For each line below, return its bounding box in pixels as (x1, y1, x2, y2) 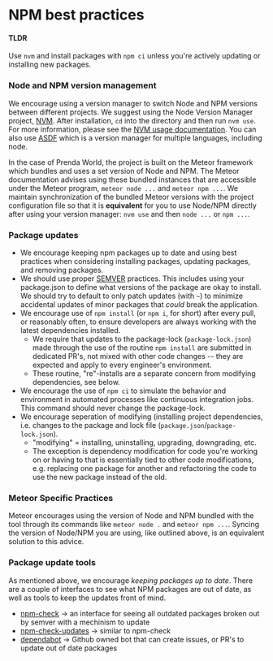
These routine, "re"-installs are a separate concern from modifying (32, 368, 256, 378)
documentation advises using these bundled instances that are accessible (8, 175, 257, 184)
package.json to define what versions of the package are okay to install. (19, 282, 262, 292)
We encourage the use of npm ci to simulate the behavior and (19, 386, 227, 395)
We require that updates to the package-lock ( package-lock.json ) (32, 334, 252, 343)
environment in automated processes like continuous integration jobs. (19, 394, 254, 404)
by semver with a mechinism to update (19, 617, 150, 627)
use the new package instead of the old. (32, 472, 167, 482)
